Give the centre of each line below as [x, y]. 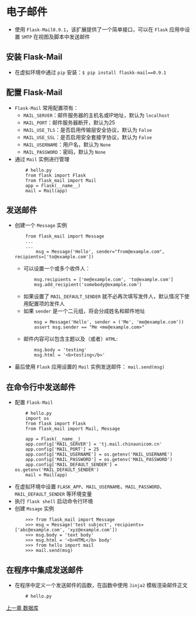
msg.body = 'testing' [60, 350]
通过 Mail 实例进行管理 [42, 159]
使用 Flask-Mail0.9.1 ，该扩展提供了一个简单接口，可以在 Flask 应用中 [99, 29]
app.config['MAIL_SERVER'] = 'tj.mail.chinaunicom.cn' [94, 444]
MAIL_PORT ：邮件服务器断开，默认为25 [69, 122]
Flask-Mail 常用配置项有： [47, 108]
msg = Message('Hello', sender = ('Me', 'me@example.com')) [109, 322]
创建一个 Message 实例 [41, 225]
